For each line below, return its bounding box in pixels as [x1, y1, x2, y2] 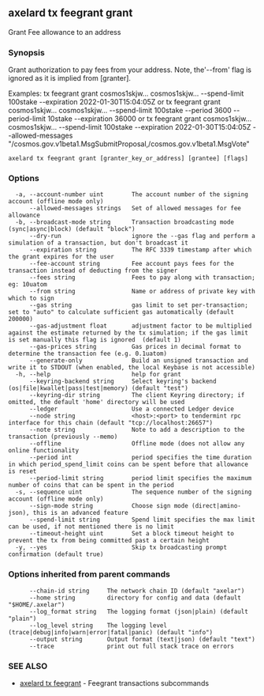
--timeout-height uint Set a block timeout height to [28, 530, 235, 538]
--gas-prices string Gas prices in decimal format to [28, 343, 242, 351]
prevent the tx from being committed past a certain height [8, 537, 210, 545]
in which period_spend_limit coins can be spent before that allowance [8, 460, 248, 469]
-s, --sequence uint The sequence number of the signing [15, 488, 252, 497]
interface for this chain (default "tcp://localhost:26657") [8, 419, 214, 427]
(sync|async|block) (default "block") [8, 225, 136, 233]
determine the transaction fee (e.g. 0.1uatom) [8, 350, 168, 358]
